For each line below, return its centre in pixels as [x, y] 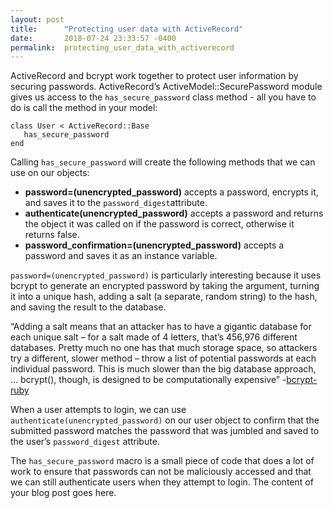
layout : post [37, 19]
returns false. [52, 235]
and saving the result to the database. [88, 307]
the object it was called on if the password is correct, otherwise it [159, 224]
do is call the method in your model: [84, 108]
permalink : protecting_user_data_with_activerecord [122, 47]
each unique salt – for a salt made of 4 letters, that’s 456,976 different [154, 337]
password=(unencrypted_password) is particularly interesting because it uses [166, 275]
